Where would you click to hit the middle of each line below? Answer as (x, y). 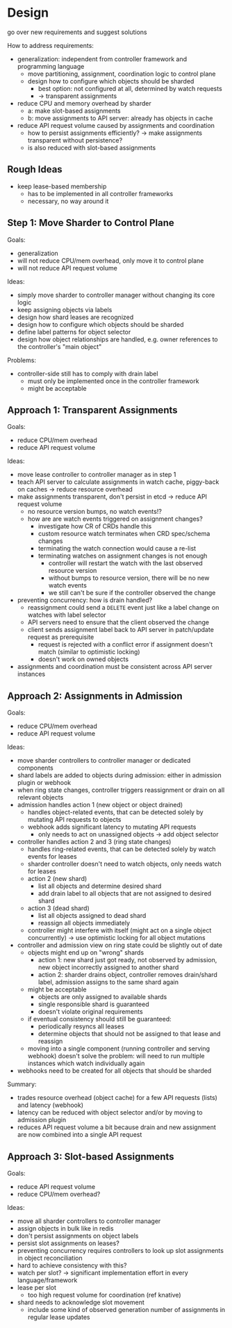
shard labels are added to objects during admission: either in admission (119, 775)
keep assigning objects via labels (65, 309)
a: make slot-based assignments (74, 111)
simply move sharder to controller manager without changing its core (116, 295)
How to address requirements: (50, 45)
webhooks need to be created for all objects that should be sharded (114, 1071)
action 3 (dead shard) (59, 908)
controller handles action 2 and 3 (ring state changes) (94, 842)
